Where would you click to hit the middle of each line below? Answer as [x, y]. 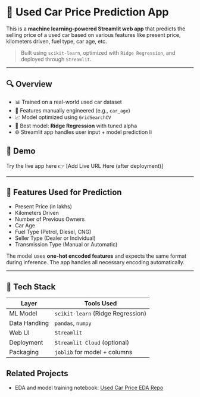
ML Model [23, 314]
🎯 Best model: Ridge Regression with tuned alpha [76, 126]
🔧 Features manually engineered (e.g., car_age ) [73, 110]
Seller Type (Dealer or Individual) [55, 238]
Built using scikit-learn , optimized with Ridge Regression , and [98, 52]
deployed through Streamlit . [56, 59]
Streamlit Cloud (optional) [92, 343]
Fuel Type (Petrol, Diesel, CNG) [53, 232]
